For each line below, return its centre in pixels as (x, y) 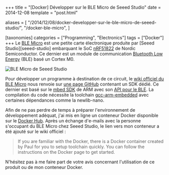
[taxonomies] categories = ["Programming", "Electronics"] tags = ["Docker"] (84, 38)
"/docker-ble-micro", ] (47, 28)
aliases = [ (16, 23)
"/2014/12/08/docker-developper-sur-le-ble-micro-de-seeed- (92, 23)
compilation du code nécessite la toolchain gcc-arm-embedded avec (77, 95)
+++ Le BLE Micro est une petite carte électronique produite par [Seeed (80, 43)
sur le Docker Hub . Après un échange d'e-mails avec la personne (73, 121)
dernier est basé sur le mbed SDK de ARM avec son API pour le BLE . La (79, 90)
